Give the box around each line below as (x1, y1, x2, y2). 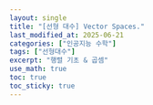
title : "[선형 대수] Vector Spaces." (9, 22, 146, 31)
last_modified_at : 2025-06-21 (9, 30, 125, 39)
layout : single (9, 13, 67, 23)
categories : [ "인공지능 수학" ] (9, 38, 117, 48)
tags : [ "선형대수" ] (9, 47, 76, 57)
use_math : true (9, 65, 67, 74)
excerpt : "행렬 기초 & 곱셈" (9, 56, 109, 65)
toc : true (9, 73, 47, 82)
